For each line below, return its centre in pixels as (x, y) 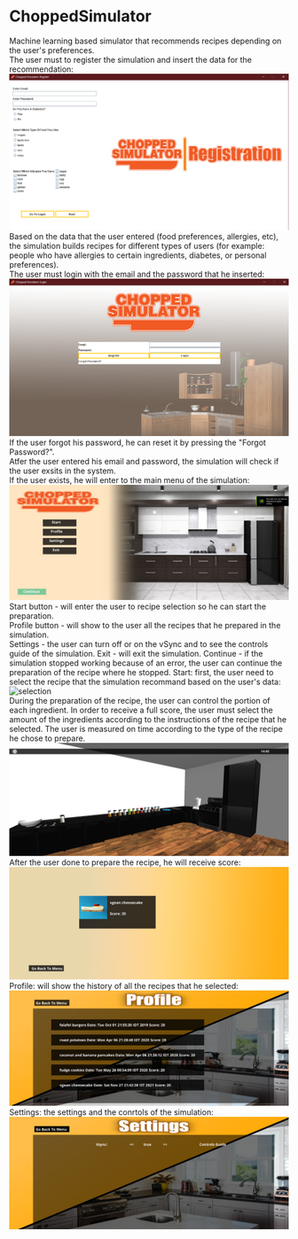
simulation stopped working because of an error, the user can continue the (146, 663)
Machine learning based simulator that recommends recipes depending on (145, 41)
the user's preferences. (52, 50)
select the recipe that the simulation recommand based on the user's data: (145, 682)
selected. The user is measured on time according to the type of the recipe (146, 729)
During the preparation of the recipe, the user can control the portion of (140, 701)
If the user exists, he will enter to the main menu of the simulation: (129, 480)
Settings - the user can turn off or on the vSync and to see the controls (139, 644)
